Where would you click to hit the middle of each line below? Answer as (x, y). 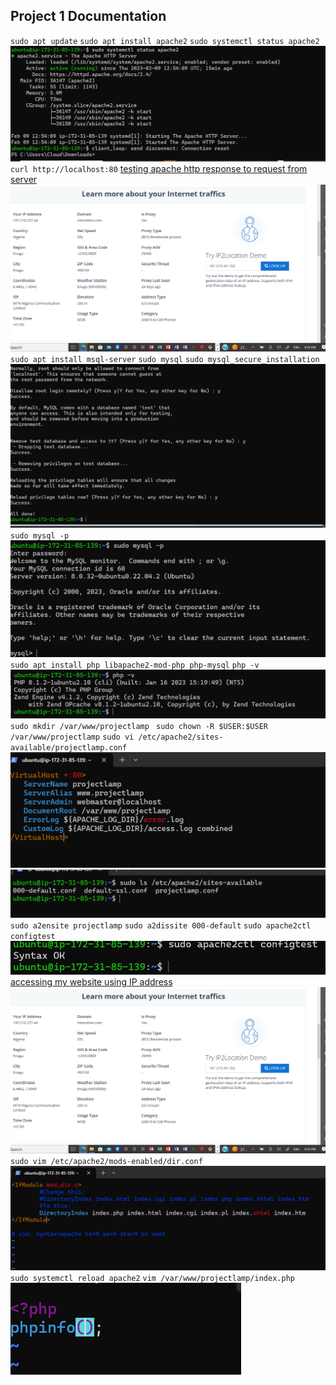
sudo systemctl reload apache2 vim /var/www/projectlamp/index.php (152, 1279)
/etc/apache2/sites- (181, 737)
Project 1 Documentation (88, 16)
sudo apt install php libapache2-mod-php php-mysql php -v (135, 665)
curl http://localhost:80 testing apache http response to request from (159, 169)
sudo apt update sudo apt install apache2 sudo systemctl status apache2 (165, 41)
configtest (33, 936)
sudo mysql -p (40, 535)
